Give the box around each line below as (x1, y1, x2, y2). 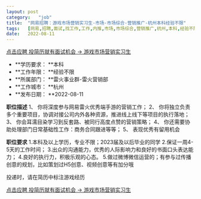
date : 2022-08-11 (6, 31, 55, 37)
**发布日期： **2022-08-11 (14, 91, 84, 98)
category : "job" (6, 14, 52, 20)
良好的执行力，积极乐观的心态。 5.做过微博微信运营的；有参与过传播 (23, 154, 191, 161)
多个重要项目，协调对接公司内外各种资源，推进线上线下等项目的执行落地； (6, 111, 190, 118)
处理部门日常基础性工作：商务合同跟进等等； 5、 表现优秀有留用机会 (11, 126, 181, 133)
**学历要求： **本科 (14, 61, 64, 68)
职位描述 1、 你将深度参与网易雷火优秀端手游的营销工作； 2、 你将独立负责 (6, 103, 190, 111)
